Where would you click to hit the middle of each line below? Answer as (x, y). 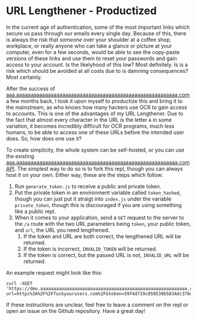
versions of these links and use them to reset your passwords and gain (91, 58)
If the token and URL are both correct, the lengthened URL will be (102, 236)
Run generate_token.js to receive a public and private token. (88, 186)
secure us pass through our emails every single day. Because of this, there (96, 33)
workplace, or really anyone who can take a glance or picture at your (89, 46)
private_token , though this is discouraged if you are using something (98, 205)
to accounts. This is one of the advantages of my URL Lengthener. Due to (95, 114)
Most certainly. (24, 77)
